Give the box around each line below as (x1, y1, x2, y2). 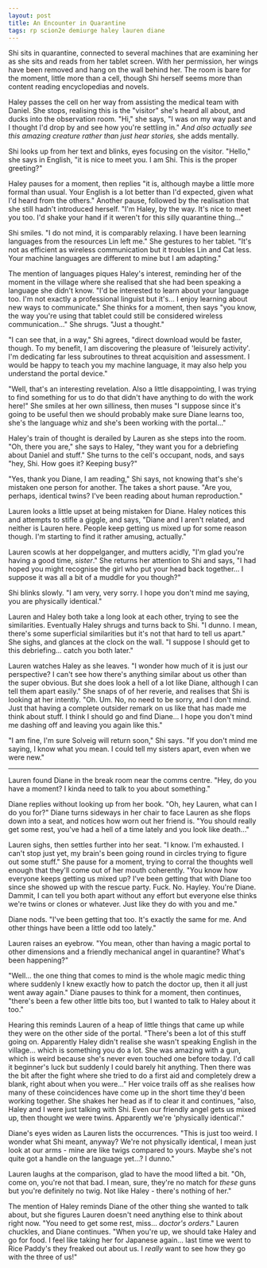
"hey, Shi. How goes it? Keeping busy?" (8, 459, 137, 469)
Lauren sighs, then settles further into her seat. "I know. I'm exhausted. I (8, 840, 244, 850)
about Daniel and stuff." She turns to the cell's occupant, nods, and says (8, 450, 245, 460)
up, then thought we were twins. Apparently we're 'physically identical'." (8, 1113, 245, 1122)
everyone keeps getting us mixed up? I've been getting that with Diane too (8, 874, 252, 884)
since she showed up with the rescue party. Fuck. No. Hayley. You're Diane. (8, 882, 257, 892)
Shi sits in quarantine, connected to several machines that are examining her (8, 49, 258, 58)
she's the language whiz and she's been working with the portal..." (8, 418, 226, 428)
